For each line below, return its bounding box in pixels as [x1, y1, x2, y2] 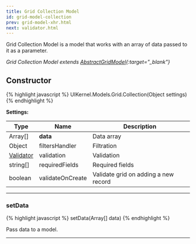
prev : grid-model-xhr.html [6, 19, 72, 25]
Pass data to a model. [6, 226, 58, 233]
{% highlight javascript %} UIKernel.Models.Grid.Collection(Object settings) [6, 91, 187, 98]
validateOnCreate [38, 174, 87, 182]
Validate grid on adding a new [92, 170, 174, 178]
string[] [9, 161, 30, 169]
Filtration [92, 142, 117, 150]
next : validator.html [6, 25, 59, 31]
